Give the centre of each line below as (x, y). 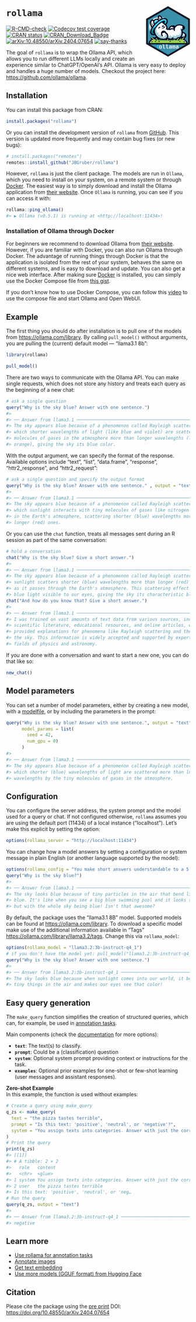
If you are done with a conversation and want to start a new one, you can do (98, 655)
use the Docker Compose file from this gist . (58, 281)
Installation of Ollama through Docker (60, 231)
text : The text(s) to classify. (48, 1046)
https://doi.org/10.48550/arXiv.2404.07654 (58, 1313)
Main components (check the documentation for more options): (82, 1034)
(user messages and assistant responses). (65, 1077)
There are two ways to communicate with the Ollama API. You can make (92, 377)
